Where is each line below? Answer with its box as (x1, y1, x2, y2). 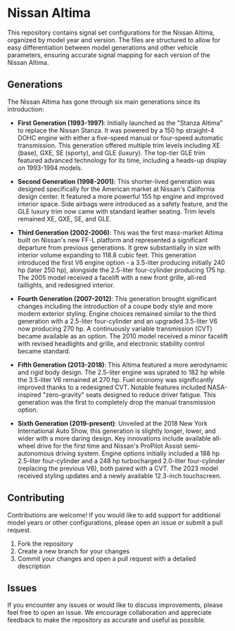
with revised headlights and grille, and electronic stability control (17, 339, 205, 348)
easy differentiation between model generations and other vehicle (7, 43, 198, 51)
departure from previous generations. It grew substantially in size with (17, 243, 221, 252)
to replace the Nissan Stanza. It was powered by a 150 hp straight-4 (17, 125, 215, 135)
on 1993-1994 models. (17, 164, 83, 172)
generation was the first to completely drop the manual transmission (17, 398, 216, 406)
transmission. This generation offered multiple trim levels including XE (17, 141, 220, 149)
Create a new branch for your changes (17, 546, 130, 555)
